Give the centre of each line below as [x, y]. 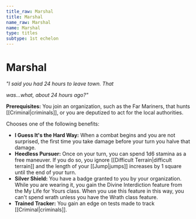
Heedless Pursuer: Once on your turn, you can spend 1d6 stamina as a [100, 154]
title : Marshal [25, 17]
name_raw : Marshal [28, 22]
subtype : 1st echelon [32, 39]
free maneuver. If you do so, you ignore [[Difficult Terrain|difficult [93, 160]
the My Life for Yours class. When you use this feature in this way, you [99, 191]
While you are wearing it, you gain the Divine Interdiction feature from [98, 185]
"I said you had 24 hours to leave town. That [60, 84]
